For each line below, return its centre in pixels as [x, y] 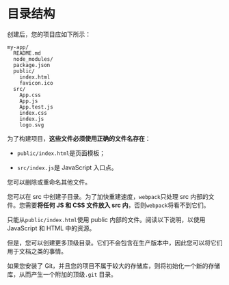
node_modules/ [33, 59]
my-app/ [18, 47]
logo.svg [32, 125]
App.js [29, 101]
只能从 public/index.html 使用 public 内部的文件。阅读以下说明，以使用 [106, 219]
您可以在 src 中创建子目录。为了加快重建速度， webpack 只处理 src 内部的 [108, 196]
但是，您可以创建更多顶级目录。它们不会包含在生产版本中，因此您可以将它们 [115, 243]
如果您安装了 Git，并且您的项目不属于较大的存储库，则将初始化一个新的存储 [114, 266]
